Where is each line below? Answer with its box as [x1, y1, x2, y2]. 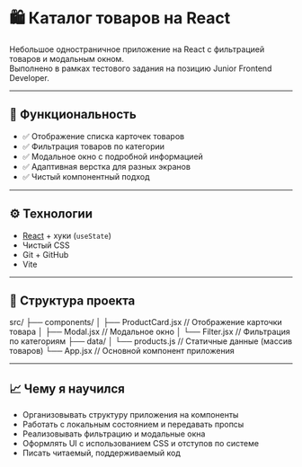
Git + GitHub [22, 249, 69, 260]
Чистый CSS [22, 240, 70, 251]
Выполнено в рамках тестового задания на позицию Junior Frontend [9, 63, 272, 74]
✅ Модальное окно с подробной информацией [22, 151, 204, 162]
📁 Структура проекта [9, 293, 136, 308]
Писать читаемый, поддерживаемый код [22, 447, 182, 459]
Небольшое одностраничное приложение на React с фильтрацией [9, 43, 265, 55]
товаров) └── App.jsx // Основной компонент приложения [9, 346, 235, 357]
